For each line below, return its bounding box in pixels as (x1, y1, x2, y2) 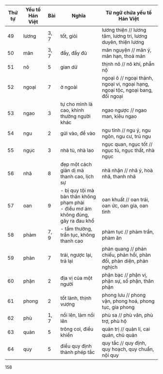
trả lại (60, 258, 73, 264)
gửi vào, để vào (60, 130, 96, 137)
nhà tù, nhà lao (60, 147, 94, 154)
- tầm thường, (60, 226, 92, 232)
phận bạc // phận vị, (101, 272, 147, 278)
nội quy (101, 352, 119, 358)
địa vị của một (60, 275, 93, 281)
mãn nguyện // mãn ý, (101, 47, 152, 53)
